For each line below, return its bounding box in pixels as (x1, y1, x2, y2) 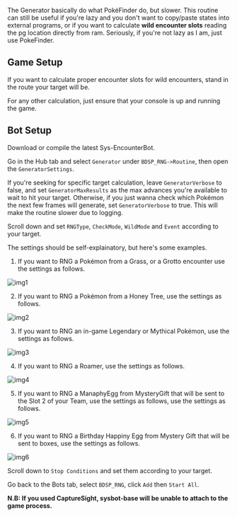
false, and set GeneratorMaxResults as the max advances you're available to (7, 185, 228, 194)
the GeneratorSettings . (7, 164, 74, 173)
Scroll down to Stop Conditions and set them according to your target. (7, 466, 212, 475)
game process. (7, 501, 53, 510)
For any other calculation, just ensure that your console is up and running (7, 96, 221, 105)
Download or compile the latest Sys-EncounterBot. (7, 143, 156, 151)
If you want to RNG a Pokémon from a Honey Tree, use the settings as (17, 291, 222, 300)
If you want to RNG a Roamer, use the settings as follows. (17, 361, 185, 370)
